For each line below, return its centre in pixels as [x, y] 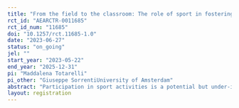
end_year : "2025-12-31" [43, 67]
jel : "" [19, 54]
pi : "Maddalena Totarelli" [47, 73]
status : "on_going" [36, 47]
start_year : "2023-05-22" [46, 60]
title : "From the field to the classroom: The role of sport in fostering [121, 14]
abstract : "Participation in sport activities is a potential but [108, 87]
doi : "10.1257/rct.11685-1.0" [52, 34]
